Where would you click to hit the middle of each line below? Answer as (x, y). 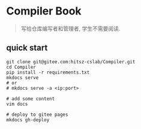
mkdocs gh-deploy (28, 120)
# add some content (31, 99)
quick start (27, 48)
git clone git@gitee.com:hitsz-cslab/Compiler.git (71, 61)
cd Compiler (21, 67)
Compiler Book (44, 11)
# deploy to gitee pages (37, 115)
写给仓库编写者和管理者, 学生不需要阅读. (70, 28)
